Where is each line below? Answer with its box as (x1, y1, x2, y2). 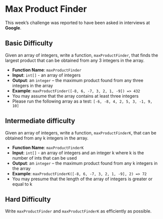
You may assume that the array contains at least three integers (12, 93, 139, 99)
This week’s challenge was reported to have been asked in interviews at (5, 20, 150, 26)
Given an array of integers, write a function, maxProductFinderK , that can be (5, 130, 157, 136)
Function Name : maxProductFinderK (12, 144, 84, 150)
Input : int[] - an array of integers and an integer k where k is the (12, 150, 144, 156)
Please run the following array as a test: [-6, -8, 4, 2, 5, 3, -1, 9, (12, 98, 153, 104)
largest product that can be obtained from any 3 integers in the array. (5, 57, 145, 63)
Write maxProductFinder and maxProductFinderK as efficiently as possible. (5, 208, 152, 214)
